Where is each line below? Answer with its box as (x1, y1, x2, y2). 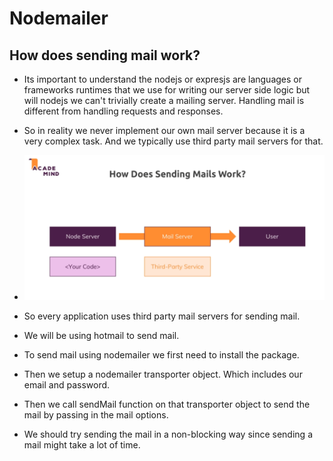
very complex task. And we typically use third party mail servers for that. (23, 135, 324, 147)
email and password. (23, 378, 111, 391)
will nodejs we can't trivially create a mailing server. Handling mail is (23, 95, 305, 106)
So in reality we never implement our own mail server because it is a (23, 125, 306, 136)
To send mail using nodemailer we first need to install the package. (23, 348, 300, 361)
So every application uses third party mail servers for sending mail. (23, 310, 301, 322)
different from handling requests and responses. (23, 105, 224, 117)
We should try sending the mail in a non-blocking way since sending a (23, 428, 313, 440)
